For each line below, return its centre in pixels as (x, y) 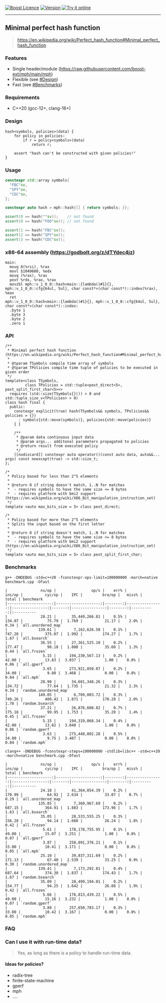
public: (18, 407)
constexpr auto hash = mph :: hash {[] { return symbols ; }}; (67, 208)
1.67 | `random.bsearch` (31, 877)
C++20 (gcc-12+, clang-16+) (41, 108)
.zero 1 (18, 323)
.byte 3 (18, 315)
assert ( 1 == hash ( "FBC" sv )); (35, 230)
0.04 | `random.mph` (26, 742)
